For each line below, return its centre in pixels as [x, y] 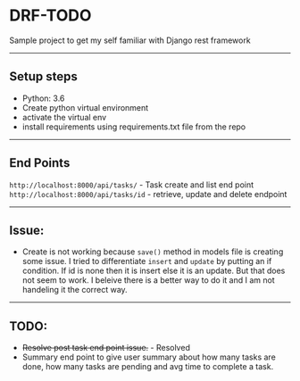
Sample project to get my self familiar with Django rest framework [130, 40]
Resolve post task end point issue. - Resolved [106, 348]
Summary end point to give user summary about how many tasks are [149, 357]
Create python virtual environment [85, 107]
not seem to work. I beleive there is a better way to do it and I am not [148, 280]
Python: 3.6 [43, 98]
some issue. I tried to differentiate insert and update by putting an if [147, 261]
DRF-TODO [50, 16]
